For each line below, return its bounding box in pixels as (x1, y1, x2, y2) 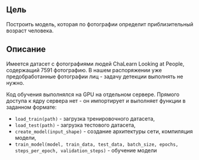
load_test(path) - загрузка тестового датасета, (14, 121, 136, 128)
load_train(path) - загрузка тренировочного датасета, (14, 115, 155, 122)
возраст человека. (6, 27, 54, 34)
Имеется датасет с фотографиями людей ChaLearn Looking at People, (6, 60, 185, 67)
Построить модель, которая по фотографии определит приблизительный (6, 20, 194, 27)
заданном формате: (6, 103, 57, 110)
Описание (6, 44, 46, 54)
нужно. (6, 79, 25, 86)
